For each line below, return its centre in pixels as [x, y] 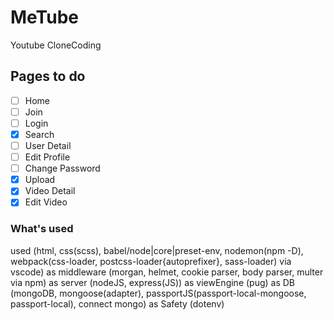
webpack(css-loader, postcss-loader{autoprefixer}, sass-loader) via [151, 261]
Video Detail [50, 191]
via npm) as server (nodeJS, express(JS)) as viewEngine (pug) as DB [153, 282]
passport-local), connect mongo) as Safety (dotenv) [117, 303]
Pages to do [48, 76]
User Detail [48, 145]
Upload [40, 180]
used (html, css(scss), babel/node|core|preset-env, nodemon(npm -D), [157, 250]
